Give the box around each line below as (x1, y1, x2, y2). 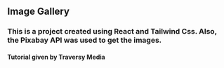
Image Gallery (7, 6, 70, 18)
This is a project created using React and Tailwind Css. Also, (7, 27, 218, 36)
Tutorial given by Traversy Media (7, 53, 105, 61)
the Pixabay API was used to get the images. (7, 35, 162, 45)
